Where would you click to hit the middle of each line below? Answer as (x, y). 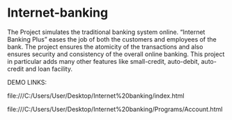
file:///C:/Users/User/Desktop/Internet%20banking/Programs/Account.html (115, 109)
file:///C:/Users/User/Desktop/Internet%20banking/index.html (96, 96)
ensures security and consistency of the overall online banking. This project (116, 54)
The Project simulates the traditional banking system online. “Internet (106, 32)
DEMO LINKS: (27, 82)
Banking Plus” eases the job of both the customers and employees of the (112, 39)
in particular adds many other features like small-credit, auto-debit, (103, 61)
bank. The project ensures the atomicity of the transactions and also (105, 46)
